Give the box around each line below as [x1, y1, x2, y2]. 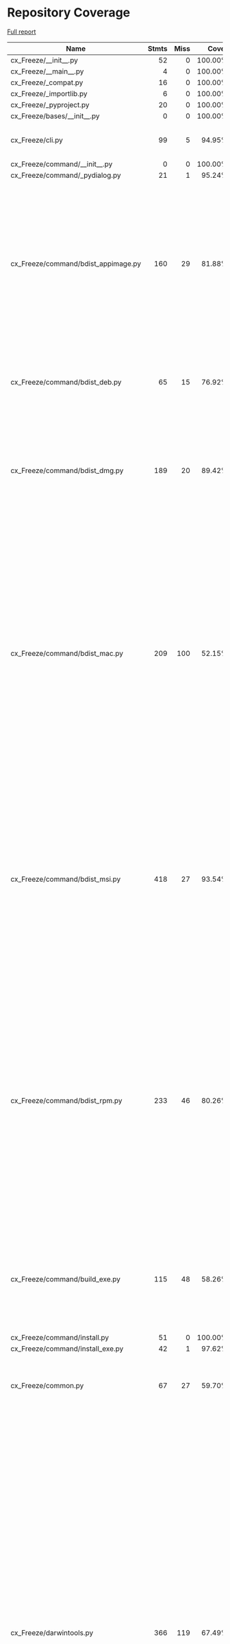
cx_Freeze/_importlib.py [10, 89, 88, 98]
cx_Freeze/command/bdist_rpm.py [10, 1095, 123, 1105]
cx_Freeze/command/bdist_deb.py [10, 377, 122, 387]
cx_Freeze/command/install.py [10, 1332, 110, 1342]
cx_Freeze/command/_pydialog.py [10, 170, 121, 180]
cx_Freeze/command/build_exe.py [10, 1274, 121, 1283]
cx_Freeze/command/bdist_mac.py [10, 648, 123, 658]
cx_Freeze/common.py [10, 1380, 84, 1390]
